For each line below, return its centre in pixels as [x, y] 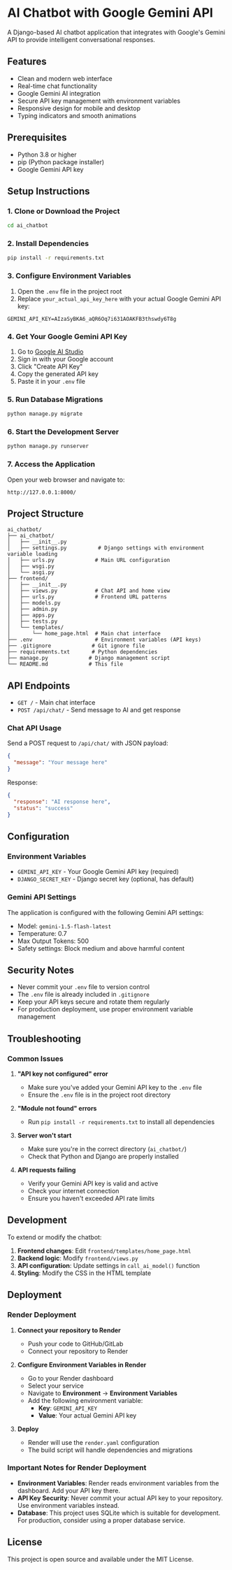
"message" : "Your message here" [61, 763]
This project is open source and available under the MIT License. [101, 1559]
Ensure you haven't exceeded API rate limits [91, 1198]
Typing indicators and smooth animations [77, 115]
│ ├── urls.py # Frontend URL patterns [87, 597]
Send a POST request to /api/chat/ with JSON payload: [88, 743]
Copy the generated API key [58, 374]
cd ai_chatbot [28, 226]
